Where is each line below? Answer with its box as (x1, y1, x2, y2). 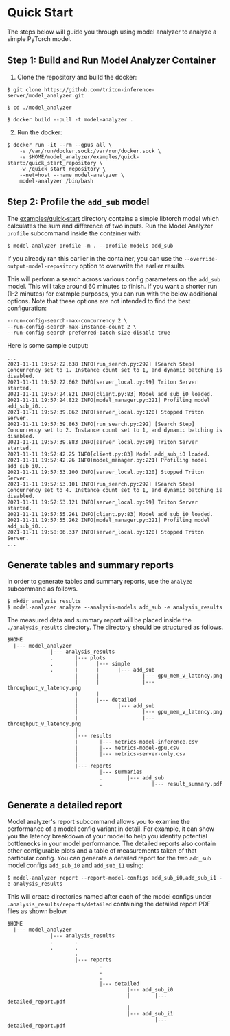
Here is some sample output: (7, 341, 89, 349)
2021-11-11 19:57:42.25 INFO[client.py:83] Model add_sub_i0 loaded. (7, 451, 211, 458)
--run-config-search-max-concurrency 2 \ (7, 317, 128, 324)
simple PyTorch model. (7, 34, 72, 43)
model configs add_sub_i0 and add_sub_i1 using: (7, 861, 144, 869)
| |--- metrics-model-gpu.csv (74, 744, 180, 752)
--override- (183, 255, 218, 262)
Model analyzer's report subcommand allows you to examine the (7, 818, 190, 826)
